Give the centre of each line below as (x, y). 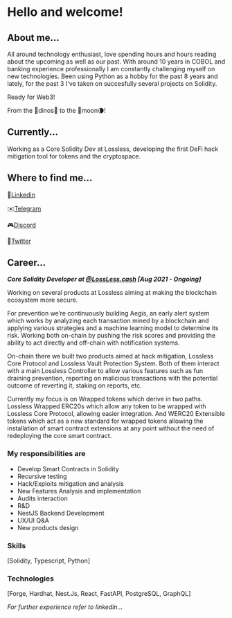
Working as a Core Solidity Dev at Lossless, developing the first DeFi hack (113, 149)
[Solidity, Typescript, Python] (49, 561)
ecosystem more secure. (43, 300)
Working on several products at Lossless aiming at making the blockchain (112, 293)
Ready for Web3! (31, 97)
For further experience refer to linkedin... (65, 607)
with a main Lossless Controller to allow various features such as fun (105, 371)
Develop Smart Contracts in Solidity (68, 469)
